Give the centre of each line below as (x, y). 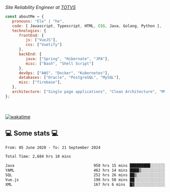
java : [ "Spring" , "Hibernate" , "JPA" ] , (68, 59)
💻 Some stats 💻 (32, 133)
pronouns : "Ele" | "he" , (38, 21)
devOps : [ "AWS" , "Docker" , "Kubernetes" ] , (64, 73)
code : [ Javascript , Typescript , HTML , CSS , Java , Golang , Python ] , (87, 26)
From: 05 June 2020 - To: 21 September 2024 (53, 148)
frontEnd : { (31, 35)
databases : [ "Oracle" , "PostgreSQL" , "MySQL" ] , (70, 78)
